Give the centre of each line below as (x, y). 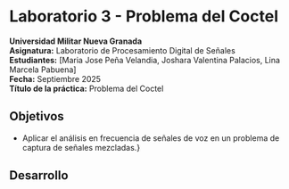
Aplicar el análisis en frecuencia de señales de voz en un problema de (151, 138)
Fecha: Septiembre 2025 (55, 78)
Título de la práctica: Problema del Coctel (87, 88)
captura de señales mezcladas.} (81, 147)
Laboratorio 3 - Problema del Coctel (144, 16)
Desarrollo (39, 176)
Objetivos (37, 116)
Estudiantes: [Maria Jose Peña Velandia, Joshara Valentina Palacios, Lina (145, 60)
